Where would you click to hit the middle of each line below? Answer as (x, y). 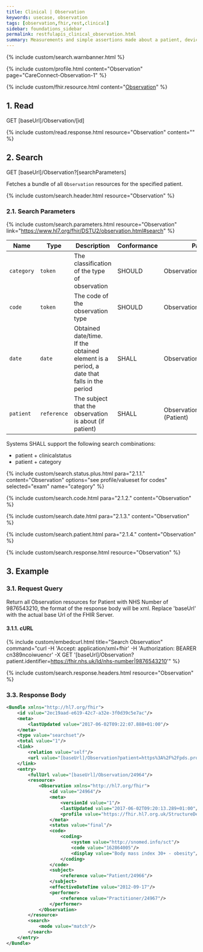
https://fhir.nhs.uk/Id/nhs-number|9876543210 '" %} (115, 661)
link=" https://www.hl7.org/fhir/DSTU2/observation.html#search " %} (91, 231)
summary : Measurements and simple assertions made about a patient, (94, 40)
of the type (89, 271)
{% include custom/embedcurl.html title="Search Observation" (85, 642)
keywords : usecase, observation (47, 18)
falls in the (89, 381)
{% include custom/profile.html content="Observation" (75, 69)
